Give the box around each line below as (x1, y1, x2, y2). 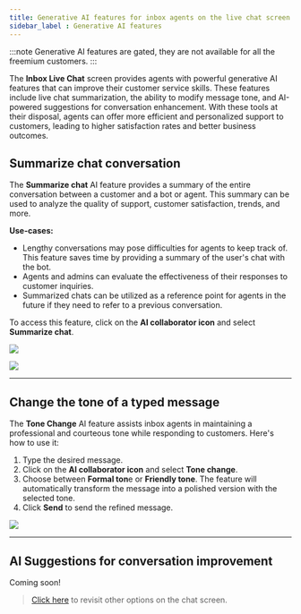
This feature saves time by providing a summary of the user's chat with (21, 252, 285, 263)
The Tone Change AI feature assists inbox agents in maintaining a (9, 418, 253, 430)
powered (9, 101, 42, 112)
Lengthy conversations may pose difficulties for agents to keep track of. (21, 243, 288, 253)
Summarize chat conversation (9, 156, 181, 171)
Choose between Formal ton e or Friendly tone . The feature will (21, 473, 257, 484)
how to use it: (9, 438, 60, 448)
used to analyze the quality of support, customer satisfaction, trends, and (9, 199, 280, 209)
